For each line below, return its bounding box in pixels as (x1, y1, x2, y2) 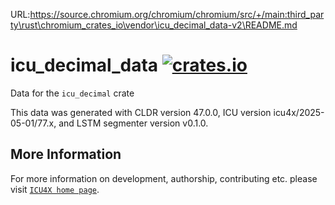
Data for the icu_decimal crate (10, 87, 135, 99)
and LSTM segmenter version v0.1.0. (58, 117, 209, 129)
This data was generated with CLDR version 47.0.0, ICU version (10, 106, 272, 118)
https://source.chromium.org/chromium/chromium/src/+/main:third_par (29, 9, 325, 20)
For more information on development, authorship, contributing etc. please (10, 172, 318, 184)
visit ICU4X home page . (10, 183, 100, 195)
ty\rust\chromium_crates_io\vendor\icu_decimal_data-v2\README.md (10, 19, 298, 31)
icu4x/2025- (273, 106, 325, 118)
